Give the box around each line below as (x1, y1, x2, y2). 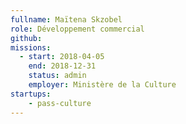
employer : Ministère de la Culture (28, 80, 177, 90)
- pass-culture (28, 98, 92, 108)
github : (10, 33, 43, 43)
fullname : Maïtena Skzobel (10, 14, 123, 25)
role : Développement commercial (10, 24, 145, 34)
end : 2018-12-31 (28, 61, 97, 71)
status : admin (28, 71, 87, 81)
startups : (10, 89, 52, 99)
